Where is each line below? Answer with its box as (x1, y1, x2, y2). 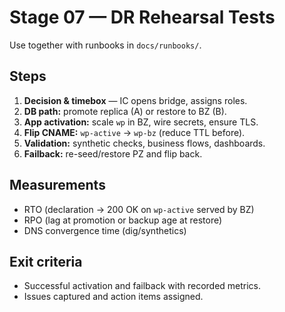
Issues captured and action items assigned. (23, 291, 204, 303)
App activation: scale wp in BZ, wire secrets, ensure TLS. (23, 116, 259, 128)
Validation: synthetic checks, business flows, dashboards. (23, 137, 266, 149)
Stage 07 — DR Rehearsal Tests (9, 6, 276, 29)
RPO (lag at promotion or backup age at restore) (23, 214, 223, 226)
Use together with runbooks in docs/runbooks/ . (9, 39, 202, 51)
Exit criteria (9, 253, 83, 270)
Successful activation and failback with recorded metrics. (23, 280, 262, 292)
